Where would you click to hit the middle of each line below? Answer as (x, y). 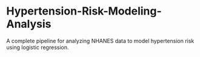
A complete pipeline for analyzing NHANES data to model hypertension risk (100, 41)
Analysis (29, 24)
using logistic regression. (38, 47)
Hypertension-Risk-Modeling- (84, 11)
